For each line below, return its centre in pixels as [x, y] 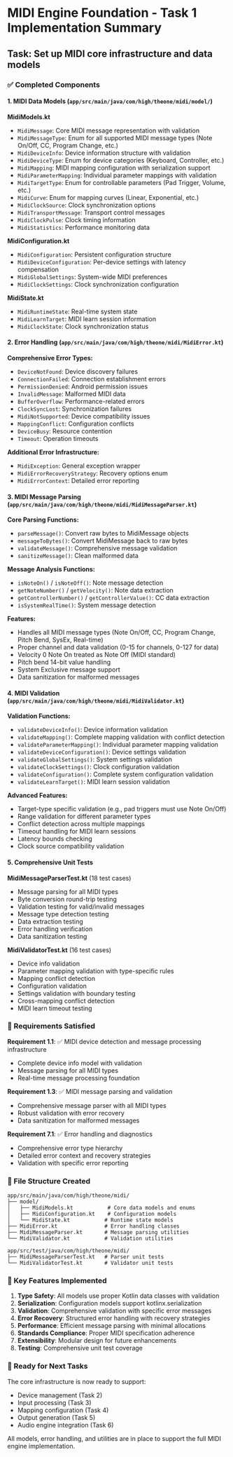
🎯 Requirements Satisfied [51, 1026]
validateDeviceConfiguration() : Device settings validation [102, 752]
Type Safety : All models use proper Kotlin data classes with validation [118, 1296]
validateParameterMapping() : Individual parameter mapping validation [118, 745]
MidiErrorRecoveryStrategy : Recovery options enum [92, 473]
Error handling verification [55, 929]
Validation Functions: [39, 716]
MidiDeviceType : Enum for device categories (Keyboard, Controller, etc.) [121, 160]
